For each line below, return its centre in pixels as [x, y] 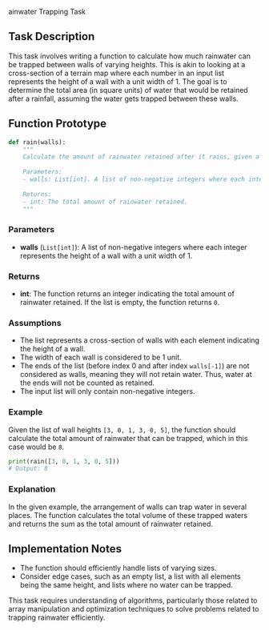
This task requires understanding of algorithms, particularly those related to [133, 600]
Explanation [32, 489]
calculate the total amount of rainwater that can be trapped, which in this [128, 438]
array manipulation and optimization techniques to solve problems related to [134, 609]
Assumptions [35, 323]
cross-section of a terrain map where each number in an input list [116, 73]
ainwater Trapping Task [47, 12]
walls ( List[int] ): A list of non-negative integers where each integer [133, 247]
